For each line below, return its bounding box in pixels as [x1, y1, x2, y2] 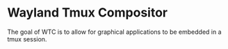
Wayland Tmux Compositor [7, 5, 168, 21]
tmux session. [7, 35, 47, 43]
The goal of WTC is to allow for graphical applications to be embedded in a [7, 28, 222, 36]
